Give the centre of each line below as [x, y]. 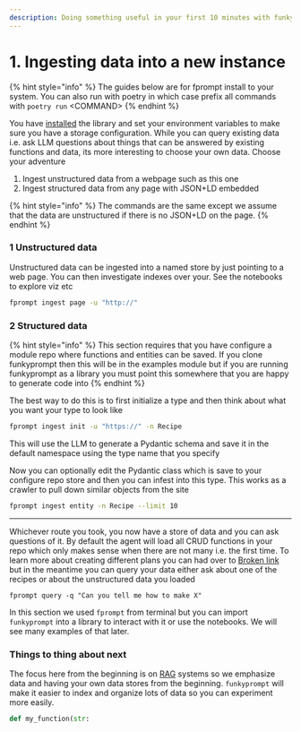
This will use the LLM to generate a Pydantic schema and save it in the [139, 444]
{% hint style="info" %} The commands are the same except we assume [143, 205]
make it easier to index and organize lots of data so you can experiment [141, 693]
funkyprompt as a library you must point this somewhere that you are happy [149, 374]
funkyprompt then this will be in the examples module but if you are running [149, 365]
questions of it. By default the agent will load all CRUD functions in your [141, 541]
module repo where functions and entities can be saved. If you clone [136, 355]
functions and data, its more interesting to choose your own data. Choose [145, 151]
